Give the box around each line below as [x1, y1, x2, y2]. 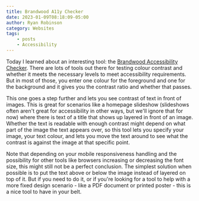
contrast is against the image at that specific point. [6, 139, 130, 146]
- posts [17, 36, 36, 42]
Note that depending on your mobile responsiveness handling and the [6, 150, 177, 157]
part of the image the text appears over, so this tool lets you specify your [6, 126, 184, 133]
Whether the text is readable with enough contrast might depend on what [6, 120, 186, 127]
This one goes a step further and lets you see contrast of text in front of [6, 94, 182, 101]
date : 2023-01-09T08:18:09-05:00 [6, 14, 89, 20]
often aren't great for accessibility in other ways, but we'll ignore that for [6, 107, 183, 114]
